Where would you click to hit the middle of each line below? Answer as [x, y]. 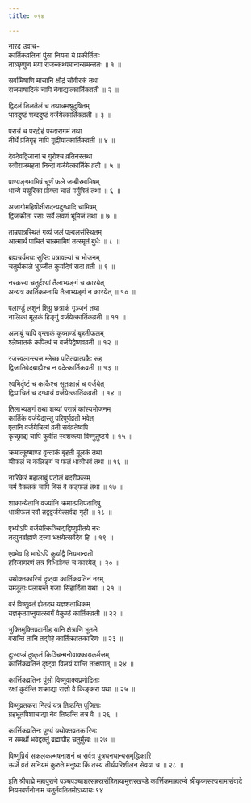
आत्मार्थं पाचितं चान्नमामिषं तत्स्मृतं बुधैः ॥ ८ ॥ [64, 241]
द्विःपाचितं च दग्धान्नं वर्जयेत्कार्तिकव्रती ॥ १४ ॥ [65, 392]
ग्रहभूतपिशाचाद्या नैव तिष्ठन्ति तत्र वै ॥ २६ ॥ [63, 714]
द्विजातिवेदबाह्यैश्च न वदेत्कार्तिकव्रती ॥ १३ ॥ [63, 367]
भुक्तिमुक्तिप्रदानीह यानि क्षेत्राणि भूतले [53, 629]
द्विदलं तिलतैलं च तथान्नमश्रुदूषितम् [49, 105]
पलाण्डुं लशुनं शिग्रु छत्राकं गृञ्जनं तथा [54, 307]
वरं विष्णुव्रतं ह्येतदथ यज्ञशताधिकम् [49, 604]
